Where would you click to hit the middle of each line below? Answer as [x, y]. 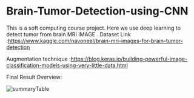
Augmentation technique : [38, 59]
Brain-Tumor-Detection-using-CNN [97, 11]
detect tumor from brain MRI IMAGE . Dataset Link [69, 34]
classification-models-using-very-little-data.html [67, 65]
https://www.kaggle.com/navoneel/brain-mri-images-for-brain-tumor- [96, 41]
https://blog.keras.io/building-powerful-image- [129, 59]
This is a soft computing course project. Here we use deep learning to [93, 28]
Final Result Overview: [34, 77]
